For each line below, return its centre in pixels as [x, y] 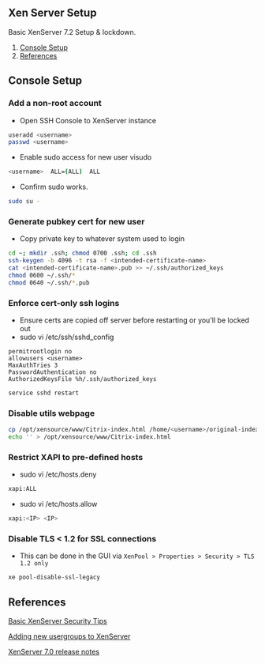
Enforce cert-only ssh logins [64, 303]
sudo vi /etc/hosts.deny [58, 474]
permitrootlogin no [40, 351]
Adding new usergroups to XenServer [69, 636]
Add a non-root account [55, 104]
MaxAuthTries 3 [33, 365]
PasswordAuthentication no [52, 372]
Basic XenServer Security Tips [58, 621]
